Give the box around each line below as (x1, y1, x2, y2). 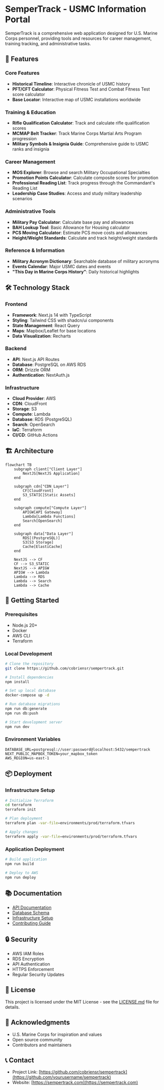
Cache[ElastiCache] (23, 544, 63, 549)
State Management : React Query (12, 322, 80, 328)
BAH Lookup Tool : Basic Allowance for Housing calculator (12, 224, 130, 230)
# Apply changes (5, 829, 38, 834)
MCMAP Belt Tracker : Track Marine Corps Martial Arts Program (12, 130, 142, 136)
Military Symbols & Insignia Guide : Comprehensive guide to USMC (12, 141, 149, 147)
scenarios (12, 196, 33, 202)
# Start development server (5, 720, 63, 725)
